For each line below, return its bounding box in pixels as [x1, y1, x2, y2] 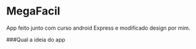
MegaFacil [6, 4, 60, 18]
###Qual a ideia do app [6, 36, 65, 43]
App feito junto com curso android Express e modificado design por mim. [6, 24, 191, 31]
